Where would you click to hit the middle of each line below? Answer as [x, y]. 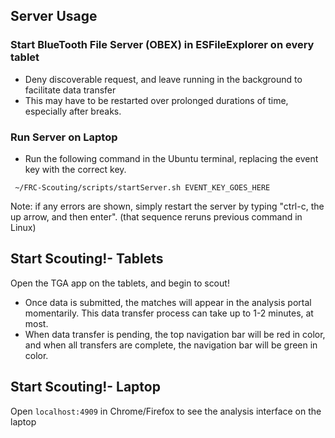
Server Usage [54, 16]
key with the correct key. [75, 169]
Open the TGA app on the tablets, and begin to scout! [120, 283]
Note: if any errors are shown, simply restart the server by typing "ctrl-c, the [167, 206]
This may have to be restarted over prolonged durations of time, [156, 100]
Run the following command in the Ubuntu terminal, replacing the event [171, 158]
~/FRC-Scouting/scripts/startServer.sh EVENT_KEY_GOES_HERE [142, 187]
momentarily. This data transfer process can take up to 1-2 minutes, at [169, 313]
